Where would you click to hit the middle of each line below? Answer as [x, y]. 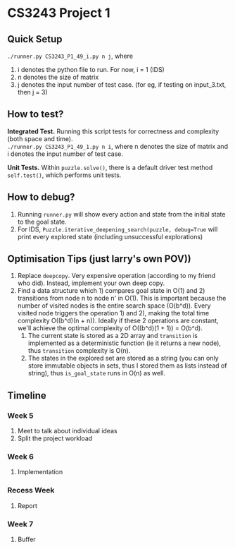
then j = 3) [32, 92]
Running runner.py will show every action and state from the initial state [121, 214]
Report [27, 505]
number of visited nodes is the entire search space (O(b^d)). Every [114, 306]
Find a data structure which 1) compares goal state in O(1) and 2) [111, 291]
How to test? [36, 114]
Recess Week [31, 490]
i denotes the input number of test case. [65, 154]
